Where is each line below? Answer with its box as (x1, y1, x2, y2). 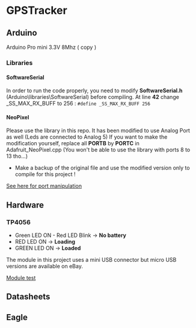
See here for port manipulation (6, 182, 82, 190)
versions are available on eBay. (6, 263, 83, 270)
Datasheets (6, 292, 51, 302)
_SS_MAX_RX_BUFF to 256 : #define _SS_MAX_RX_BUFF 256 (6, 100, 150, 107)
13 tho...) (6, 153, 28, 160)
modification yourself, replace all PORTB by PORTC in (6, 140, 139, 147)
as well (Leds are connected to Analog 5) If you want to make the (6, 133, 168, 140)
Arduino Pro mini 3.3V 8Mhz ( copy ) (6, 43, 97, 51)
